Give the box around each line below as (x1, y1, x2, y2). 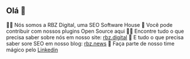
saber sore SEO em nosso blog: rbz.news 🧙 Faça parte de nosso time (6, 40, 175, 47)
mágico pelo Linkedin (6, 46, 58, 53)
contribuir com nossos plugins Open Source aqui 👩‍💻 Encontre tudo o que (6, 27, 185, 34)
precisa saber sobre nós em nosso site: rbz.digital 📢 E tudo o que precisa (6, 33, 184, 41)
